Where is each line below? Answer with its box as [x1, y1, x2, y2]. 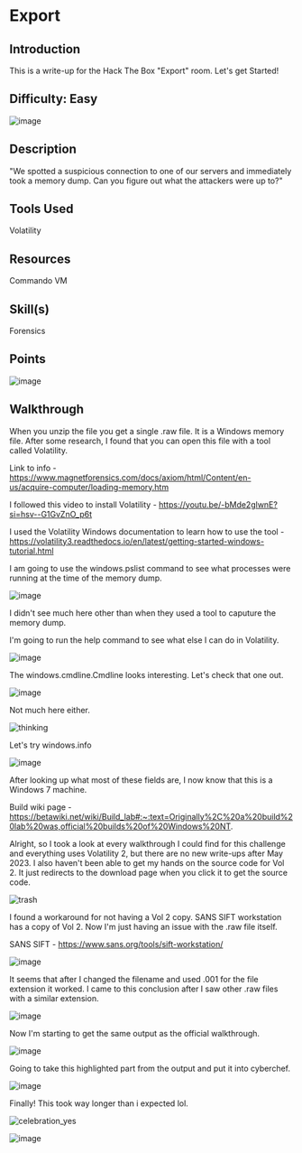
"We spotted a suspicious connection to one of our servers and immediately [9, 165, 292, 176]
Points [9, 351, 47, 367]
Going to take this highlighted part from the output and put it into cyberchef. [9, 1063, 291, 1074]
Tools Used [9, 201, 74, 217]
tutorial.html [9, 545, 54, 556]
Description [9, 142, 77, 157]
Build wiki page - [9, 801, 72, 813]
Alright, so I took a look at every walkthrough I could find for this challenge [9, 838, 286, 849]
